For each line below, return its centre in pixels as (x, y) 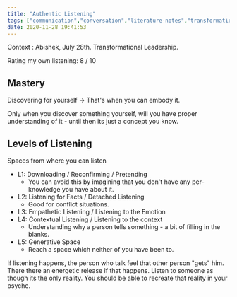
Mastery (26, 83)
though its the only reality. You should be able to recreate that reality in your (117, 278)
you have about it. (88, 189)
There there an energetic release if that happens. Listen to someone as (110, 270)
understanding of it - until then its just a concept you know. (93, 122)
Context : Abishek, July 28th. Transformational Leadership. (93, 47)
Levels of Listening (50, 143)
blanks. (38, 234)
